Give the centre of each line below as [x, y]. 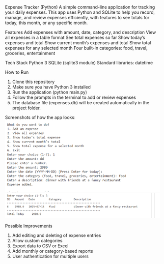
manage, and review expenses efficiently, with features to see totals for [77, 17]
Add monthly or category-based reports [53, 251]
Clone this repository [33, 82]
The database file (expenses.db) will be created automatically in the [81, 103]
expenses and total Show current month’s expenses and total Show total [78, 43]
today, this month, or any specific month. [46, 23]
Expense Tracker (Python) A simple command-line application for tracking [80, 7]
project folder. [26, 108]
